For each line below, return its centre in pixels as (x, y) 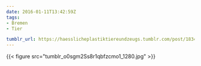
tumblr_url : (21, 40)
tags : (13, 17)
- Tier (14, 28)
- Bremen (17, 23)
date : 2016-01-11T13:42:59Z (41, 12)
